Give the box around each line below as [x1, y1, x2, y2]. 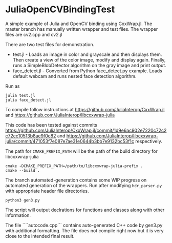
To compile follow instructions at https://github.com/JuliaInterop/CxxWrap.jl [5, 106, 165, 112]
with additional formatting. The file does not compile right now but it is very [5, 227, 164, 234]
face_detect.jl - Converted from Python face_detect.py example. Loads [12, 68, 162, 74]
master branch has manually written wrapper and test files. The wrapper [5, 26, 158, 32]
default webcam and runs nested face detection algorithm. [12, 73, 137, 79]
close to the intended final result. [5, 233, 75, 239]
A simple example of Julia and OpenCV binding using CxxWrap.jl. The [5, 21, 153, 27]
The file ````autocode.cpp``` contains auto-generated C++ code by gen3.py [5, 222, 163, 228]
